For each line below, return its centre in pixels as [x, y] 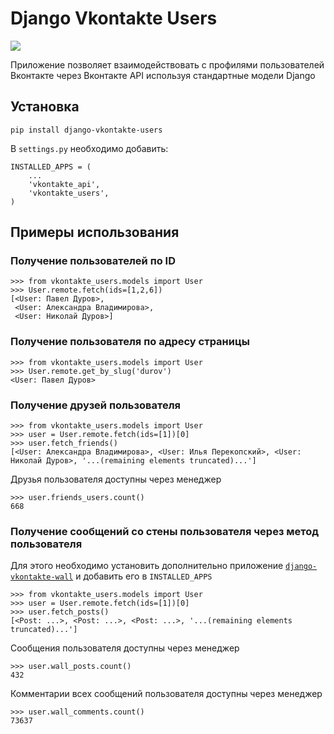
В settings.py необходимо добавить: [89, 148]
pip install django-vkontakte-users [86, 130]
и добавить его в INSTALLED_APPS [144, 576]
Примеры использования [95, 232]
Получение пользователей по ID [93, 261]
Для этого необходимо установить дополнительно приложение [147, 566]
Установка [45, 107]
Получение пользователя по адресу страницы [130, 342]
